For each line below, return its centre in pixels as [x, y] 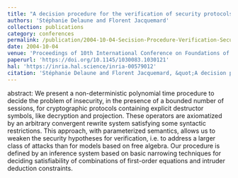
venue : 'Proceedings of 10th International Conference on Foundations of [119, 54]
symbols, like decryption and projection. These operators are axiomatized [115, 115]
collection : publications [45, 27]
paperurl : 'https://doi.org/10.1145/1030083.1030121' [89, 60]
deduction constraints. [40, 168]
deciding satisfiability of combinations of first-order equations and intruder [116, 160]
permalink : [23, 40]
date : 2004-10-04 [33, 47]
